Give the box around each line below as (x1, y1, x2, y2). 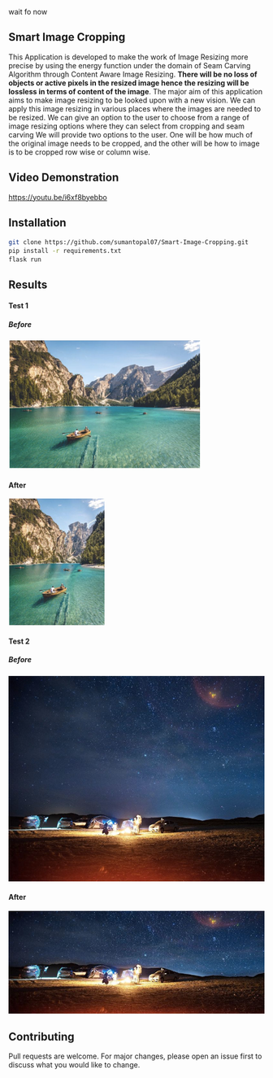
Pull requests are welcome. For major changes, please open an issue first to (8, 1051, 262, 1061)
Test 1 (8, 301, 28, 311)
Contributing (8, 1029, 75, 1044)
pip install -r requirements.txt (8, 247, 122, 255)
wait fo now (8, 7, 48, 16)
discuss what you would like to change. (8, 1060, 141, 1070)
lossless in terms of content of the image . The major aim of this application (8, 86, 262, 96)
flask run (8, 255, 42, 264)
